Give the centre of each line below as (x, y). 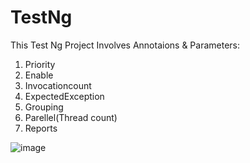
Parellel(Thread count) (71, 117)
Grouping (44, 107)
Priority (40, 64)
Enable (39, 75)
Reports (41, 128)
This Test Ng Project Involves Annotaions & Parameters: (125, 45)
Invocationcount (58, 85)
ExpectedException (64, 96)
